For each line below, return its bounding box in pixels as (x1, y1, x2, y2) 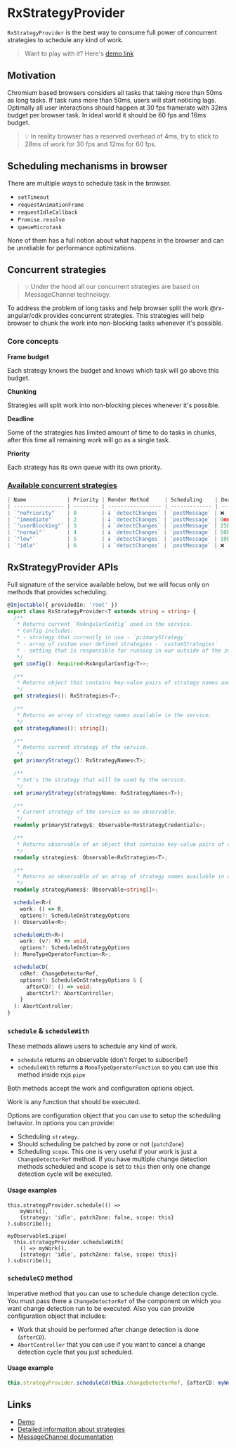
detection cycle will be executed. (17, 1170, 113, 1179)
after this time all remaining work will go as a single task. (7, 435, 171, 444)
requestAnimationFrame (17, 201, 84, 208)
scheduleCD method (7, 1273, 73, 1283)
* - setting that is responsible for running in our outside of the (16, 647, 221, 654)
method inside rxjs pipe (17, 1070, 86, 1079)
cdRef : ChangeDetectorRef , (20, 970, 99, 977)
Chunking (7, 387, 37, 395)
